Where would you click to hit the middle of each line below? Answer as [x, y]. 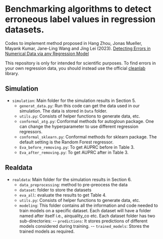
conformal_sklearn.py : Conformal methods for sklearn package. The [88, 137]
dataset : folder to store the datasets [55, 190]
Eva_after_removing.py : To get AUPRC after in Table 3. [74, 152]
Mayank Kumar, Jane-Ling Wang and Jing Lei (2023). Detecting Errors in [78, 48]
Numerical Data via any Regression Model [47, 53]
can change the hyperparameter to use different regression [79, 126]
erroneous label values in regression [80, 19]
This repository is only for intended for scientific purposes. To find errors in [81, 63]
